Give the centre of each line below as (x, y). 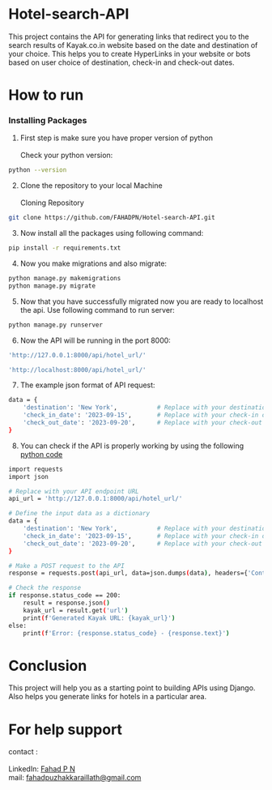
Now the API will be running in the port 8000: (96, 340)
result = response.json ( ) (67, 603)
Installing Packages (48, 121)
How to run (46, 95)
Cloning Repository (52, 203)
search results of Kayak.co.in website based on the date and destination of (133, 45)
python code (41, 454)
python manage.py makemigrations (65, 279)
